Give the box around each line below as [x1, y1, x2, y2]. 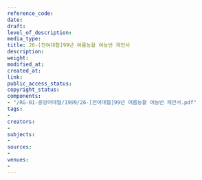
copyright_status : [7, 86, 60, 93]
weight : [7, 55, 30, 62]
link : [7, 73, 23, 81]
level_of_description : [7, 29, 72, 36]
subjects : [7, 131, 36, 138]
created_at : [7, 67, 41, 74]
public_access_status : [7, 80, 72, 87]
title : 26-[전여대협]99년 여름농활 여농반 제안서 [7, 42, 131, 49]
